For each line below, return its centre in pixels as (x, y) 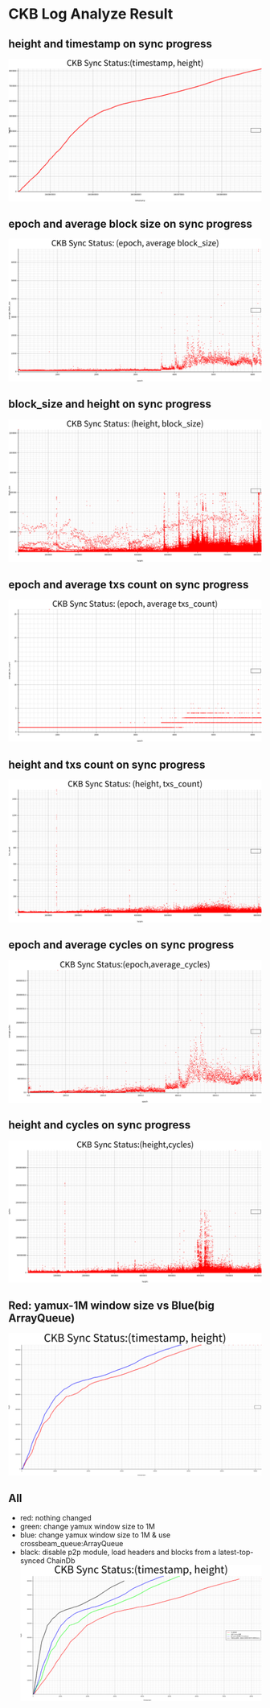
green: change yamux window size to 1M (87, 1526)
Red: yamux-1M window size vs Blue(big (112, 1305)
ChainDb (61, 1560)
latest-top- (236, 1552)
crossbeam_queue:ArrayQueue (72, 1543)
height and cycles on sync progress (100, 1125)
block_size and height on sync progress (110, 404)
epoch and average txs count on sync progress (129, 584)
